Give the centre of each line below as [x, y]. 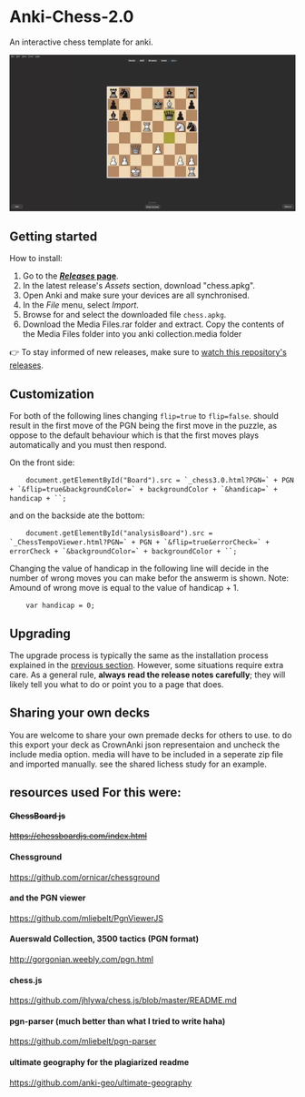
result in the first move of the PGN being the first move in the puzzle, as [143, 426]
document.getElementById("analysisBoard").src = [119, 533]
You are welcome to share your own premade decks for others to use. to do [151, 735]
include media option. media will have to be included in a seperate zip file [147, 754]
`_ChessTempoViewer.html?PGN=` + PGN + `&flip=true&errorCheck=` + [140, 543]
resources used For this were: [95, 792]
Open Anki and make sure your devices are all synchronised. [136, 295]
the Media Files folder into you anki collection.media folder [132, 334]
